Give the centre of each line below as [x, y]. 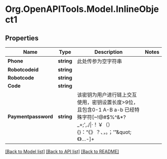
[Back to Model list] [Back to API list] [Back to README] [62, 152]
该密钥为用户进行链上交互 [107, 95]
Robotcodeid [23, 70]
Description [108, 52]
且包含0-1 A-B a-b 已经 [106, 110]
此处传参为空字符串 [99, 61]
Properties [22, 38]
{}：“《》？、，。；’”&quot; [104, 132]
